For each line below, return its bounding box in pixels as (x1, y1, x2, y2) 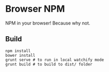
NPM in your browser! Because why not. (5, 20, 91, 26)
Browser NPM (5, 3, 65, 15)
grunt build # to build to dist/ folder (5, 62, 93, 67)
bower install (5, 53, 36, 58)
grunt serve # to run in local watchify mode (5, 57, 104, 62)
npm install (5, 48, 31, 54)
